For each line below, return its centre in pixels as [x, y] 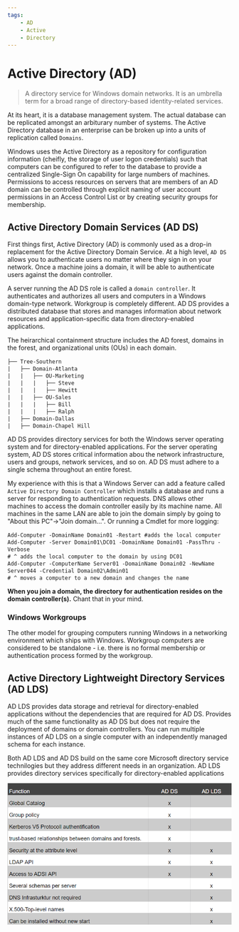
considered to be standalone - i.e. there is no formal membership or [107, 648]
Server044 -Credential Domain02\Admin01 [68, 571]
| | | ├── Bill [39, 405]
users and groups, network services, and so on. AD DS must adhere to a [113, 462]
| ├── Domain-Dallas [41, 419]
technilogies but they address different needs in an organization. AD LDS [114, 766]
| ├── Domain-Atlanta [43, 369]
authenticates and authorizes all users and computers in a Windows [107, 296]
